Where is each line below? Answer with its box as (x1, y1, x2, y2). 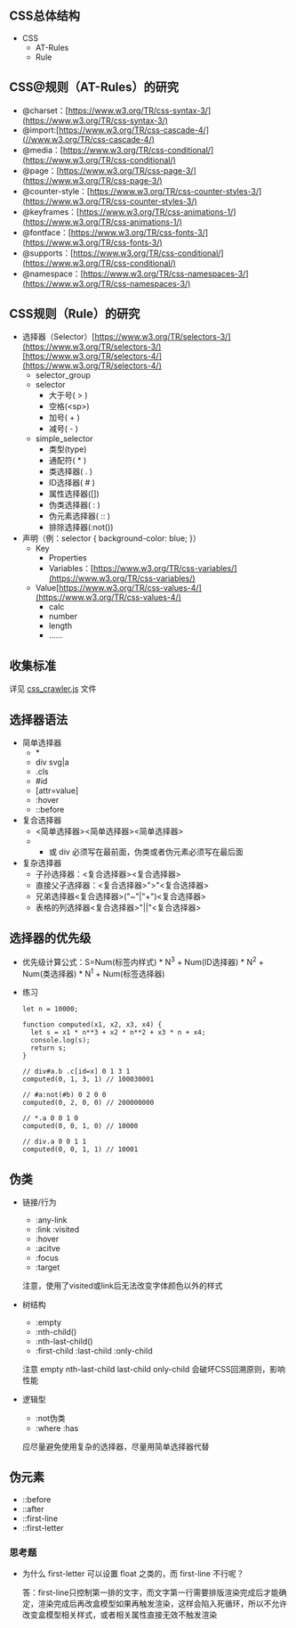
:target (35, 1262, 60, 1272)
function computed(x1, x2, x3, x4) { (21, 1020, 163, 1029)
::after (21, 1503, 44, 1514)
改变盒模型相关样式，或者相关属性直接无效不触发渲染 (21, 1609, 218, 1620)
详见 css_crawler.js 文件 (9, 683, 97, 694)
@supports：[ (21, 248, 74, 258)
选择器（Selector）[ (21, 331, 95, 342)
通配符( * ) (48, 455, 87, 466)
